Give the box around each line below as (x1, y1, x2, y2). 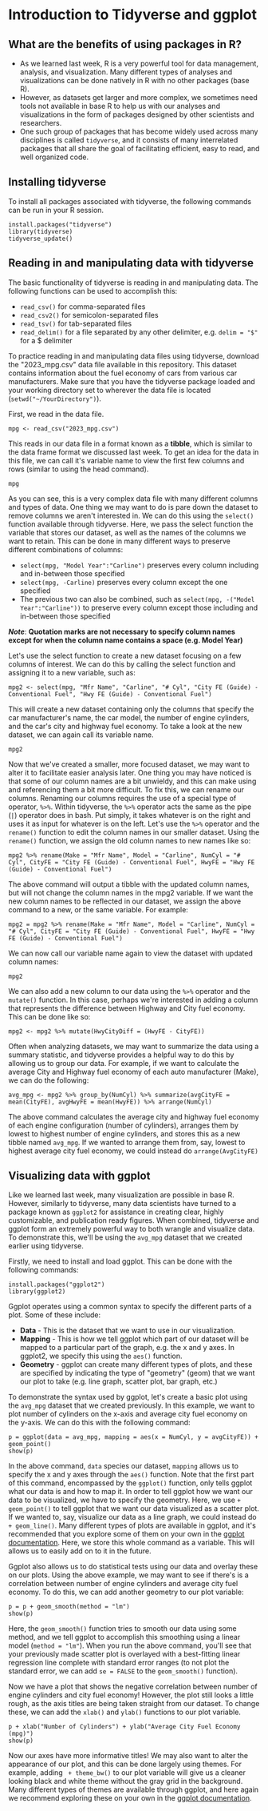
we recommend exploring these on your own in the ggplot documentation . (8, 1793, 252, 1803)
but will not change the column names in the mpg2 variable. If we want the (8, 887, 254, 897)
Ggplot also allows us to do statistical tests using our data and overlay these (8, 1562, 258, 1572)
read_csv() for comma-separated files (19, 302, 146, 311)
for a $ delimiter (19, 335, 73, 345)
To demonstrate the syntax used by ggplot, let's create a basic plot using (8, 1392, 248, 1402)
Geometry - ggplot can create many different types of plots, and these (19, 1360, 253, 1369)
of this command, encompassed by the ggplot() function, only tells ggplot (8, 1478, 253, 1488)
